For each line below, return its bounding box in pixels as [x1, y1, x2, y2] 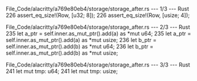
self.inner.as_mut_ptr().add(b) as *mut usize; [6, 49, 118, 57]
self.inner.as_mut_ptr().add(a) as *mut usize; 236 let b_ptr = [6, 37, 157, 43]
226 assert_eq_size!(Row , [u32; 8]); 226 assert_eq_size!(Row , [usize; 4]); [6, 12, 190, 19]
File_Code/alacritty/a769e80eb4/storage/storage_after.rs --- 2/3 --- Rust [6, 24, 191, 30]
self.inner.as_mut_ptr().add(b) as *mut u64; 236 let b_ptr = [6, 43, 154, 50]
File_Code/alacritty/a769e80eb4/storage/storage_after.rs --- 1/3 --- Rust [6, 5, 190, 12]
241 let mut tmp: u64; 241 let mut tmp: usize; [6, 68, 118, 75]
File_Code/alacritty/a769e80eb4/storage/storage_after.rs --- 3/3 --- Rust [6, 61, 191, 68]
